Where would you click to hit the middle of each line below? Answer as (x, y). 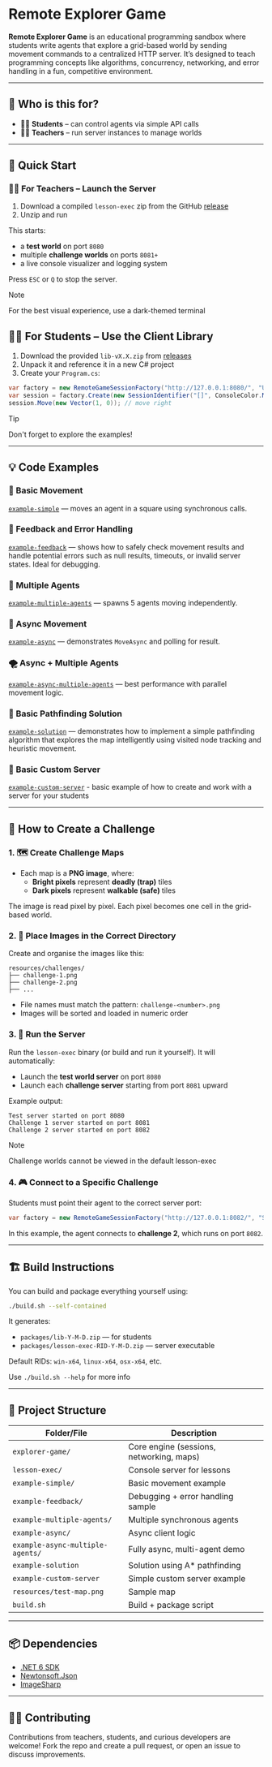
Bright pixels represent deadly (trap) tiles (102, 882)
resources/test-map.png (58, 1592)
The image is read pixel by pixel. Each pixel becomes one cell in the (121, 907)
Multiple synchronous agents (183, 1520)
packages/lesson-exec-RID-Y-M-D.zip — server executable (117, 1346)
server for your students (49, 795)
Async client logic (162, 1533)
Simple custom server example (187, 1579)
